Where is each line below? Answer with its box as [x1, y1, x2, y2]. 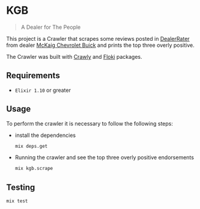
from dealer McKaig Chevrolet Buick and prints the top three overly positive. [6, 41, 195, 49]
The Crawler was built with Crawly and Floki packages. [6, 53, 142, 60]
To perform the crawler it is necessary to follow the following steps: [6, 120, 173, 127]
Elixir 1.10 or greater [14, 86, 71, 94]
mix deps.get [14, 143, 48, 149]
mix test [6, 198, 28, 204]
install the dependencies [14, 132, 76, 139]
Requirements [6, 70, 60, 81]
